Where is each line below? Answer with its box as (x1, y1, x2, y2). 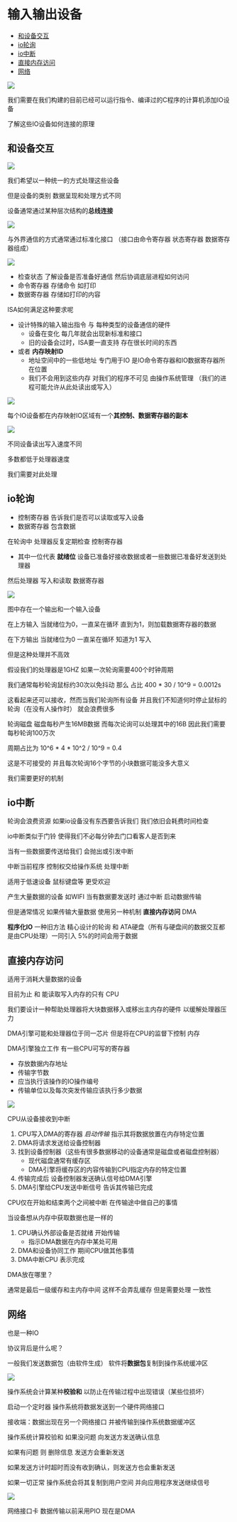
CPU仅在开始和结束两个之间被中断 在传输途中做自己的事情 (7, 1198, 178, 1207)
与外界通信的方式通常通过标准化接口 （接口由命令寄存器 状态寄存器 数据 (7, 234, 218, 243)
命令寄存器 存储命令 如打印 (17, 281, 97, 289)
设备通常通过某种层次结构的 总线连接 (7, 206, 114, 214)
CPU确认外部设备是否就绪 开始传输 (17, 1229, 121, 1237)
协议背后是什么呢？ (7, 1344, 64, 1352)
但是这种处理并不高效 (7, 650, 70, 659)
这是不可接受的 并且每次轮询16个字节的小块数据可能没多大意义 (7, 759, 190, 767)
